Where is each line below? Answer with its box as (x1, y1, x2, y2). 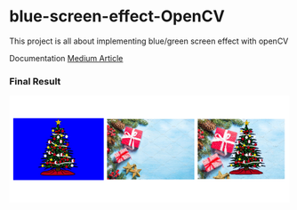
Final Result (9, 75, 61, 87)
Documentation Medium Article (9, 52, 124, 63)
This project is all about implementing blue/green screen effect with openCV (9, 36, 289, 46)
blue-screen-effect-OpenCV (9, 6, 225, 27)
